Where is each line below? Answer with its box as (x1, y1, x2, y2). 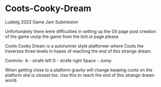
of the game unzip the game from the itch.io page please (5, 34, 119, 39)
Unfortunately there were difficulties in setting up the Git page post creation (5, 28, 156, 34)
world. (5, 77, 18, 83)
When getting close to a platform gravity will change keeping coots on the (5, 67, 153, 73)
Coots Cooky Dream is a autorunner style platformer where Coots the (5, 43, 144, 49)
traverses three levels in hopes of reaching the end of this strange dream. (5, 48, 152, 54)
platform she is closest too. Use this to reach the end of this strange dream (5, 72, 155, 78)
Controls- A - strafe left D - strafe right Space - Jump (5, 57, 112, 63)
